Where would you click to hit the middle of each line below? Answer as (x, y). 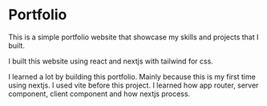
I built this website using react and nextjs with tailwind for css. (111, 61)
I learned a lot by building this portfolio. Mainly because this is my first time (132, 76)
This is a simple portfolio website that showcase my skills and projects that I (133, 37)
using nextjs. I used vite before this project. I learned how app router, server (133, 85)
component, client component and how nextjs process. (99, 93)
